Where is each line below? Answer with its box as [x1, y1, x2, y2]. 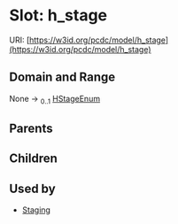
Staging [21, 205, 51, 215]
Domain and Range [9, 70, 116, 85]
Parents [9, 120, 53, 135]
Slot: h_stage [9, 5, 108, 26]
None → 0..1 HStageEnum [9, 93, 100, 106]
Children [9, 151, 58, 166]
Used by [9, 181, 56, 196]
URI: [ [9, 35, 30, 45]
